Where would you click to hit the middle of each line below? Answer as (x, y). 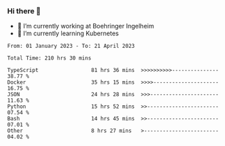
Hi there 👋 (24, 11)
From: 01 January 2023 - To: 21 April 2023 (71, 46)
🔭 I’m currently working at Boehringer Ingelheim (85, 26)
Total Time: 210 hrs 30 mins (49, 58)
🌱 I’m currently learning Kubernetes (68, 33)
